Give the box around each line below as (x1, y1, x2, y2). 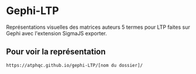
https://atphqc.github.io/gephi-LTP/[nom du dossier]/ (6, 62, 143, 68)
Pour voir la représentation (6, 47, 106, 57)
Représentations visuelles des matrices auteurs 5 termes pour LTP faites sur (6, 23, 191, 31)
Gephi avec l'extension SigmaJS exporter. (6, 29, 107, 36)
